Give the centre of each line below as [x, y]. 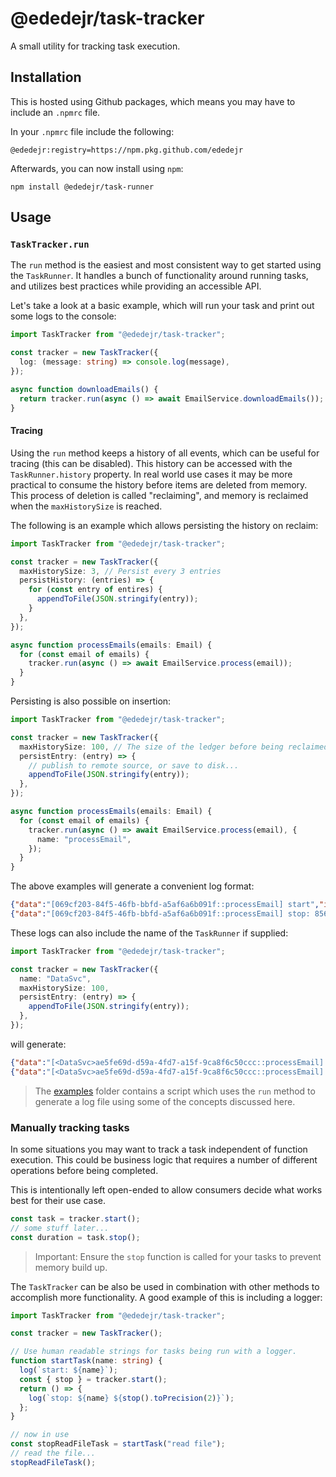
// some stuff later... [60, 1228]
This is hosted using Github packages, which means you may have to [153, 101]
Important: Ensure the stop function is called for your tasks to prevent [178, 1256]
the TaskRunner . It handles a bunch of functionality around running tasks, [159, 276]
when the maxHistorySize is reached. [86, 506]
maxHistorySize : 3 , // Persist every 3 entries [120, 571]
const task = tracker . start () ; [75, 1218]
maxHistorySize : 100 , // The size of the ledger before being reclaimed [174, 747]
